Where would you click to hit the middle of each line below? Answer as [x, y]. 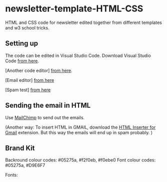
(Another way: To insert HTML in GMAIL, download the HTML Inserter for [80, 127]
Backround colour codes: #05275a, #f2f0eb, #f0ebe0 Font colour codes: [80, 160]
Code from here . [22, 61]
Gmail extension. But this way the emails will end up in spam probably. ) [79, 132]
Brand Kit [20, 148]
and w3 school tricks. [27, 27]
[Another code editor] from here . [39, 70]
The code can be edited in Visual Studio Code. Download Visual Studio [78, 55]
